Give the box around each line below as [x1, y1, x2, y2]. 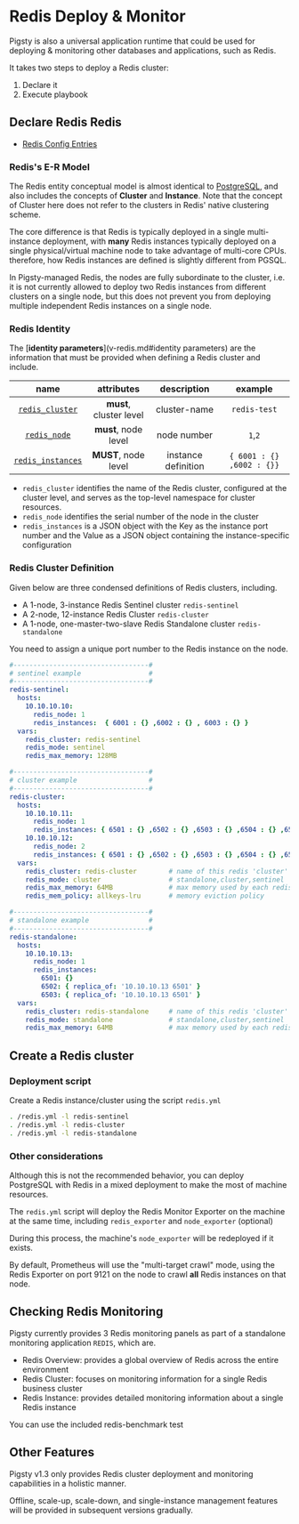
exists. [9, 1242, 34, 1253]
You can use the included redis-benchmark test [9, 1419, 184, 1430]
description [159, 383, 210, 395]
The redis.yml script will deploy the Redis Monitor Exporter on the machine [9, 1205, 286, 1216]
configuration [21, 540, 72, 551]
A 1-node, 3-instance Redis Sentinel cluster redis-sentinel [21, 599, 239, 610]
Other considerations [9, 1149, 104, 1162]
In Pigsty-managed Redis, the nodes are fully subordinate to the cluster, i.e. [9, 272, 286, 283]
